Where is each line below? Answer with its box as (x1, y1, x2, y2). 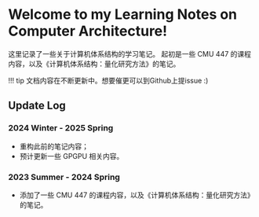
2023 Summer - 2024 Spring (8, 171, 120, 182)
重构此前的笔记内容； (19, 142, 89, 151)
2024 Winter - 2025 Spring (8, 123, 114, 134)
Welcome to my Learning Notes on (8, 6, 238, 24)
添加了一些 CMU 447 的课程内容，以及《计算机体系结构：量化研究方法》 (19, 190, 254, 200)
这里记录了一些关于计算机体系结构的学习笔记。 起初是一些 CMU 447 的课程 (8, 49, 252, 58)
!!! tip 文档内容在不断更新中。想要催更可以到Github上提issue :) (8, 75, 209, 85)
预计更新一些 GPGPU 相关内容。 (19, 151, 124, 160)
